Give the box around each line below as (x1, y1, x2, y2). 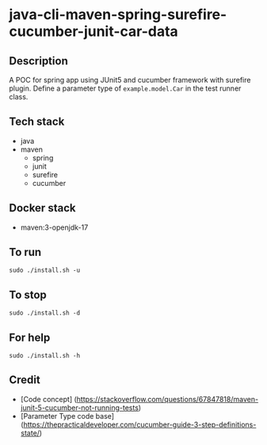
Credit (9, 373, 40, 387)
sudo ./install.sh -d (9, 309, 81, 317)
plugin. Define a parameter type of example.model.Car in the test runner (9, 83, 242, 93)
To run (9, 246, 42, 259)
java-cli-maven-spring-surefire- (9, 6, 227, 24)
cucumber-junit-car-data (9, 22, 179, 41)
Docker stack (9, 201, 76, 215)
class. (9, 92, 29, 101)
